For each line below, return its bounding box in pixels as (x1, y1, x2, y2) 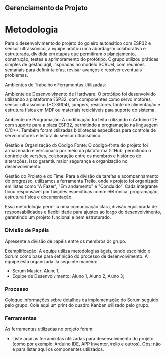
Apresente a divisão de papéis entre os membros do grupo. (5, 238, 127, 244)
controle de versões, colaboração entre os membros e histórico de (5, 153, 141, 159)
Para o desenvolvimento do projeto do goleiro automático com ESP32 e (5, 40, 151, 46)
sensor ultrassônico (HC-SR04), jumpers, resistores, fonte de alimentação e (5, 102, 160, 108)
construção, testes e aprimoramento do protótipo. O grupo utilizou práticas (5, 56, 159, 62)
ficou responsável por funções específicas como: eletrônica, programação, (5, 189, 159, 195)
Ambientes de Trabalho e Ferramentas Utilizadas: (5, 82, 106, 88)
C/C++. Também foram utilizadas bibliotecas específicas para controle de (5, 127, 156, 133)
